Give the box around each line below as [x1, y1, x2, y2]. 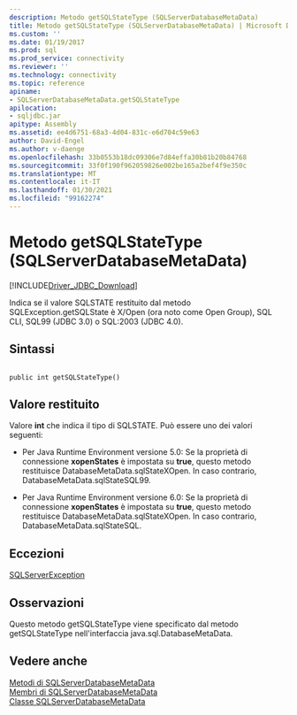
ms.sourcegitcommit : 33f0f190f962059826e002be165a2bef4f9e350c [9, 161, 247, 170]
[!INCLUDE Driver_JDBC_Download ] [9, 280, 139, 290]
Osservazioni [9, 595, 85, 611]
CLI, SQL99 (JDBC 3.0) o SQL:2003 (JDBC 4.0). [9, 316, 184, 327]
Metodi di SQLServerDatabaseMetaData [9, 677, 156, 688]
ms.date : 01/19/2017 [9, 37, 86, 47]
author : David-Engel [9, 136, 86, 145]
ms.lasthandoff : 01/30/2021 [9, 186, 113, 195]
